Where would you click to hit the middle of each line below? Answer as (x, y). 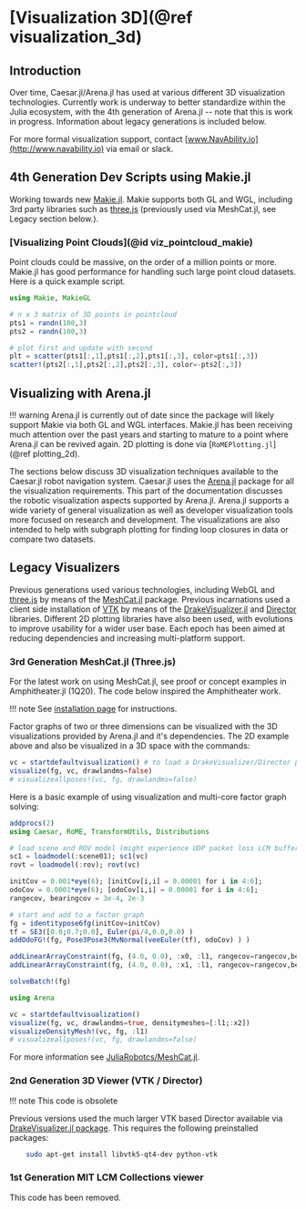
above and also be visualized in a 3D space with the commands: (130, 746)
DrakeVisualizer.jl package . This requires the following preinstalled (134, 1128)
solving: (24, 806)
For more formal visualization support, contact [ (99, 139)
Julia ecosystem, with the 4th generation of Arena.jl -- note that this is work (151, 112)
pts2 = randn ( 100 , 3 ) (49, 331)
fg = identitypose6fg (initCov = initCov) (85, 923)
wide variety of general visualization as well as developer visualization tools (151, 510)
